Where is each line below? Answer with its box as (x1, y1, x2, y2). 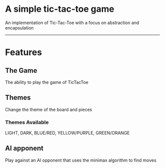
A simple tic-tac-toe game (5, 3, 114, 15)
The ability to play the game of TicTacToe (5, 79, 88, 85)
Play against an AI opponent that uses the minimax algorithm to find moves (5, 157, 157, 163)
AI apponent (5, 144, 44, 153)
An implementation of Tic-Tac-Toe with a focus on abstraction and (5, 20, 139, 26)
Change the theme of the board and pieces (5, 107, 92, 112)
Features (5, 47, 42, 58)
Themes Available (5, 119, 49, 126)
